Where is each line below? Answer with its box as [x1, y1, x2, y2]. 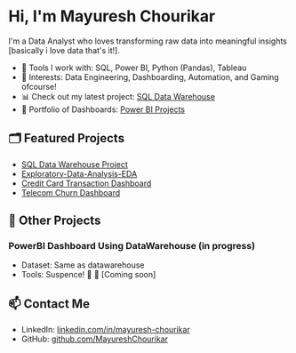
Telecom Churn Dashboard [20, 187, 121, 197]
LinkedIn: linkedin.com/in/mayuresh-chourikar [20, 325, 190, 335]
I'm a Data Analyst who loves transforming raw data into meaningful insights [8, 36, 288, 46]
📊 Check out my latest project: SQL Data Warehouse [20, 91, 215, 101]
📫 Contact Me [8, 296, 91, 311]
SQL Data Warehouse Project [20, 158, 128, 170]
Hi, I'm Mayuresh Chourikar [8, 6, 216, 27]
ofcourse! [20, 81, 57, 92]
